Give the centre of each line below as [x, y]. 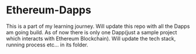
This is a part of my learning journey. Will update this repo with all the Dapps [98, 26]
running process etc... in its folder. [47, 45]
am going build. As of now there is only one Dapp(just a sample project [92, 32]
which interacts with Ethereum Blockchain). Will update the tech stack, [91, 38]
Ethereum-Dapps [49, 10]
